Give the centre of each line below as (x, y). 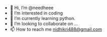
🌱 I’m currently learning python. (42, 18)
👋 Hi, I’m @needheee (32, 8)
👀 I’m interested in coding (36, 13)
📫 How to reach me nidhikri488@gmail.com (56, 29)
